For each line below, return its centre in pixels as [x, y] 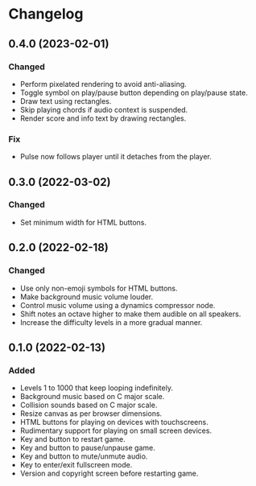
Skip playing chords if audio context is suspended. [104, 109]
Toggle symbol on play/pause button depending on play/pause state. [134, 93]
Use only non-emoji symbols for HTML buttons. [99, 288]
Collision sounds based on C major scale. [89, 405]
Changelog [46, 14]
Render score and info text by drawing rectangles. [103, 118]
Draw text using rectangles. [66, 101]
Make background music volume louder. [87, 297]
